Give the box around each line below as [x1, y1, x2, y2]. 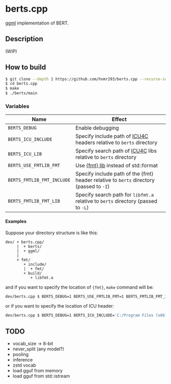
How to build [5, 63, 46, 72]
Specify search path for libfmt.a [75, 191, 154, 199]
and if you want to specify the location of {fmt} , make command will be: [5, 284, 154, 290]
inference [12, 357, 33, 363]
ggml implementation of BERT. [5, 20, 69, 26]
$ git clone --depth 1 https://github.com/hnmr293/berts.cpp [5, 76, 138, 81]
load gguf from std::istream [12, 373, 70, 379]
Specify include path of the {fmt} [75, 170, 154, 177]
